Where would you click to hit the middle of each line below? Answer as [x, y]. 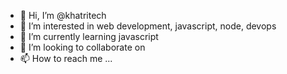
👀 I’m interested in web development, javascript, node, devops [148, 26]
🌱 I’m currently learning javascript [89, 36]
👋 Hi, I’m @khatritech [63, 15]
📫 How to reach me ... [66, 58]
